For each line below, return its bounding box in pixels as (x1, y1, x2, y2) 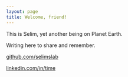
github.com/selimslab (6, 53, 59, 60)
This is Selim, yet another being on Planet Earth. (6, 30, 123, 37)
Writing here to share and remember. (6, 42, 96, 49)
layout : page (6, 8, 38, 15)
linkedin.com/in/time (6, 64, 56, 71)
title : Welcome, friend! (6, 14, 67, 20)
